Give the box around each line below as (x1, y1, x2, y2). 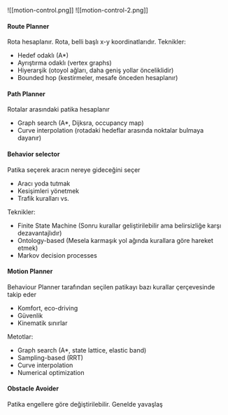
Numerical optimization (17, 368, 85, 376)
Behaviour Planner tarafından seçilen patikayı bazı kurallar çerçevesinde (7, 282, 215, 291)
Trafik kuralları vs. (17, 194, 70, 202)
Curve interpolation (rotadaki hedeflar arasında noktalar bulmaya (17, 126, 204, 135)
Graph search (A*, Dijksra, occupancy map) (17, 119, 145, 127)
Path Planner (7, 89, 45, 98)
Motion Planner (7, 267, 53, 276)
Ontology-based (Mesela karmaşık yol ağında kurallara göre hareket (17, 236, 213, 244)
